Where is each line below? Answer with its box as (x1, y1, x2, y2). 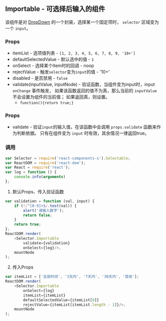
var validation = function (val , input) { (5, 198, 95, 204)
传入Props (12, 264, 34, 270)
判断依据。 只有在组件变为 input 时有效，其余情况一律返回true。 (16, 130, 150, 136)
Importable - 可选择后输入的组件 (5, 5, 106, 14)
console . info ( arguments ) (14, 174, 66, 179)
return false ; (23, 212, 52, 218)
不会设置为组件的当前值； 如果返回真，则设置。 (12, 94, 110, 100)
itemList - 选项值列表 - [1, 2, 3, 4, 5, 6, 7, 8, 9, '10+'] (12, 50, 136, 56)
